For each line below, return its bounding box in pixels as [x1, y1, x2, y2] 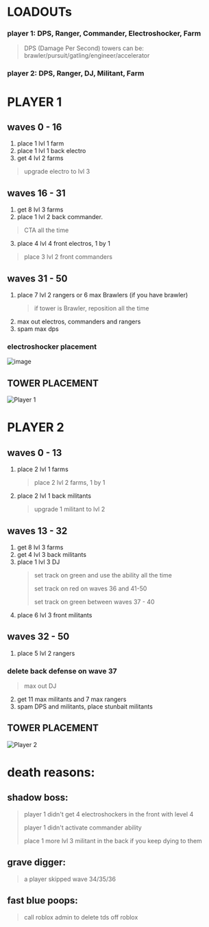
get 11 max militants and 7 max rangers [16, 695, 127, 704]
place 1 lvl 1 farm [16, 139, 64, 148]
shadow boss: [7, 792, 69, 803]
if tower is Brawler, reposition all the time [34, 304, 149, 312]
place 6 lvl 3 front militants [16, 610, 93, 619]
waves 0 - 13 [7, 447, 62, 459]
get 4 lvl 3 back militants [16, 550, 87, 558]
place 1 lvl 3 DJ [16, 558, 60, 566]
